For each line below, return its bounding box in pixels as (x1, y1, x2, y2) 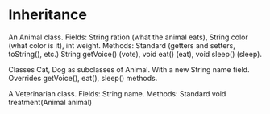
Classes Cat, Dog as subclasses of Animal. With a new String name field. (8, 64, 250, 74)
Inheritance (8, 6, 87, 24)
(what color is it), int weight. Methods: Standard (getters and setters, (8, 40, 236, 50)
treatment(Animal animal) (8, 97, 93, 107)
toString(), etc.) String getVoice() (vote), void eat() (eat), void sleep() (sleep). (8, 49, 262, 59)
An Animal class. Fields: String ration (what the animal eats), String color (8, 32, 248, 42)
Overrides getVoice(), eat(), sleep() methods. (8, 73, 158, 83)
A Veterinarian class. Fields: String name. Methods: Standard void (8, 88, 226, 98)
